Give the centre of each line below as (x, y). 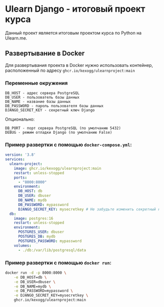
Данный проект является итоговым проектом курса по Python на (73, 33)
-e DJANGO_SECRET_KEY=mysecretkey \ (51, 296)
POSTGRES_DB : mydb (37, 237)
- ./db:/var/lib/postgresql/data (52, 250)
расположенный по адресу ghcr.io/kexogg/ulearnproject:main (70, 70)
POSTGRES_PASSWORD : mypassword (50, 241)
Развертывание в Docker (45, 53)
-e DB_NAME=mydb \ (32, 287)
